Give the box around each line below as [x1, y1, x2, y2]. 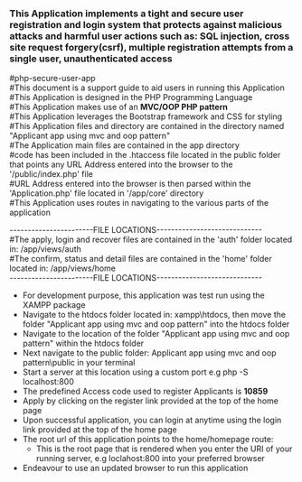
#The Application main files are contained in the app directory [9, 140, 240, 151]
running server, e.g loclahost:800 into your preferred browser [35, 453, 265, 464]
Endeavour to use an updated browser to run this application [22, 463, 249, 474]
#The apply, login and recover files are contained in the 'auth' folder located [9, 234, 293, 246]
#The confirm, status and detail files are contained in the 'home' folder [9, 254, 273, 264]
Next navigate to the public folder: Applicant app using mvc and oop [22, 348, 277, 358]
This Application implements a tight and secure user [9, 7, 244, 20]
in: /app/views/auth [9, 244, 81, 255]
